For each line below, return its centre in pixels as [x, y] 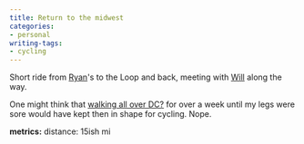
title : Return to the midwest [67, 18]
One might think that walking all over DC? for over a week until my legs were [152, 104]
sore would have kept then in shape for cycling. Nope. [111, 114]
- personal [30, 34]
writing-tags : [36, 43]
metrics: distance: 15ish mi [60, 131]
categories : [32, 26]
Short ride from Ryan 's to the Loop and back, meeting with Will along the [146, 77]
